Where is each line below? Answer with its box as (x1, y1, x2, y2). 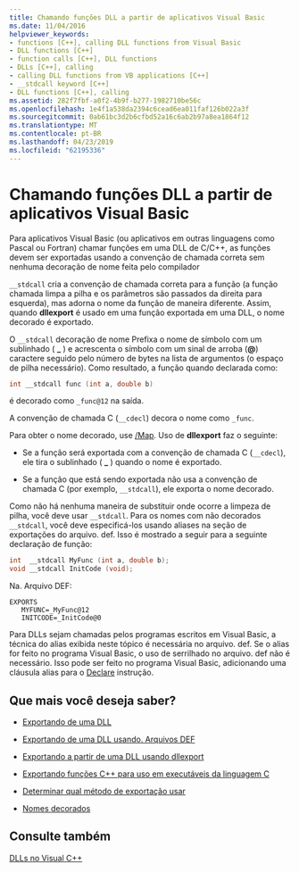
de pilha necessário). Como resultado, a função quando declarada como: (9, 362, 278, 373)
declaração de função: (9, 539, 93, 550)
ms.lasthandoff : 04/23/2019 (9, 137, 114, 146)
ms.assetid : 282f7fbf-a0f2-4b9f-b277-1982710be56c (9, 96, 202, 105)
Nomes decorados (21, 803, 91, 813)
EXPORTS (9, 598, 38, 607)
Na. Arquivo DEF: (9, 581, 73, 592)
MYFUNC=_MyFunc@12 (21, 606, 90, 615)
